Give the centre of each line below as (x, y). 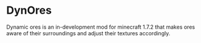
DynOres (29, 10)
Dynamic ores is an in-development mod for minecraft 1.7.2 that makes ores (101, 27)
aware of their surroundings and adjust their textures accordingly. (88, 33)
